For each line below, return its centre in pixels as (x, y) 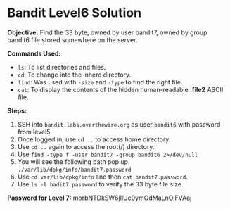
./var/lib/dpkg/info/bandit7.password (74, 170)
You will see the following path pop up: (74, 161)
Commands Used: (34, 53)
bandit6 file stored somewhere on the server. (72, 39)
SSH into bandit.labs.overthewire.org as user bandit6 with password (119, 124)
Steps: (17, 110)
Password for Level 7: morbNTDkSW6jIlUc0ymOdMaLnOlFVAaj (100, 198)
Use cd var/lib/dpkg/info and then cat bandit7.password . (102, 177)
